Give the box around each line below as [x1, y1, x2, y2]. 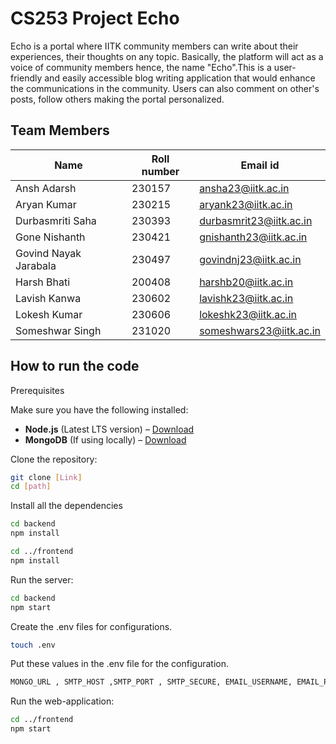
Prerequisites [10, 384, 65, 396]
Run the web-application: [10, 695, 115, 707]
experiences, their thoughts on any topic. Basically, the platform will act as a [10, 50, 324, 62]
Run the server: [10, 573, 74, 586]
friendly [10, 72, 43, 84]
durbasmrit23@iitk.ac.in [199, 213, 313, 227]
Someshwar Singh [15, 323, 102, 337]
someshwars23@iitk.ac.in [199, 323, 321, 337]
